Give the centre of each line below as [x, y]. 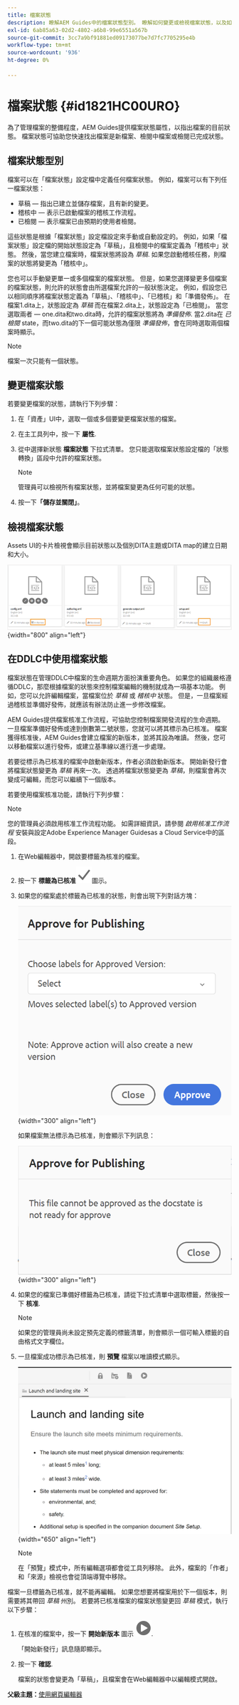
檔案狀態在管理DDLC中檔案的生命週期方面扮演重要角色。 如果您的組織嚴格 [116, 677]
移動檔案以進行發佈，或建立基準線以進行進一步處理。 [91, 746]
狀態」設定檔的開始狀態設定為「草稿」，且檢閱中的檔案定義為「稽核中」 [118, 245]
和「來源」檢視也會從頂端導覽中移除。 [74, 1577]
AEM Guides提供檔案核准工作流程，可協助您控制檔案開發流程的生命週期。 [116, 720]
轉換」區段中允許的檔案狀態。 [61, 458]
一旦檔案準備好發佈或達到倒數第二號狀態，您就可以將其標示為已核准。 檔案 [117, 728]
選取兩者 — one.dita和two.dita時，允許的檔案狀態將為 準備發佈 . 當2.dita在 [116, 314]
